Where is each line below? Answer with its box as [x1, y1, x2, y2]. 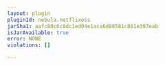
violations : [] [7, 42, 51, 49]
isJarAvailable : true [7, 29, 69, 36]
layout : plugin [7, 10, 51, 17]
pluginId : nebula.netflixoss [7, 16, 91, 23]
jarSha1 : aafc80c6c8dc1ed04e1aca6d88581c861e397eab [7, 23, 158, 29]
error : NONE [7, 36, 41, 42]
